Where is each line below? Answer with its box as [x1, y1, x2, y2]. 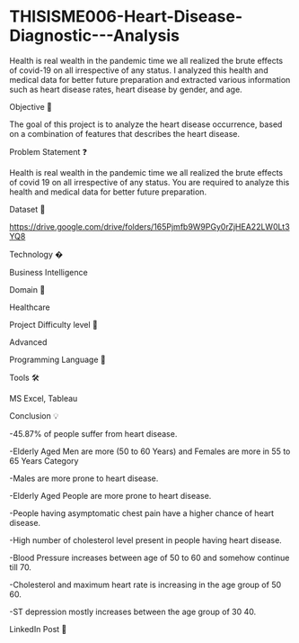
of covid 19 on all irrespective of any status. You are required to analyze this [9, 177, 290, 187]
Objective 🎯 [9, 101, 52, 112]
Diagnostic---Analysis [9, 25, 180, 46]
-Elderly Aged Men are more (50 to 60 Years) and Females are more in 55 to [9, 446, 291, 457]
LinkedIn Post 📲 [9, 623, 67, 634]
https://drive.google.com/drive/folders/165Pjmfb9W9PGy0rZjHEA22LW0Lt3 [9, 221, 290, 231]
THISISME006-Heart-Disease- [9, 6, 243, 27]
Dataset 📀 [9, 204, 46, 214]
